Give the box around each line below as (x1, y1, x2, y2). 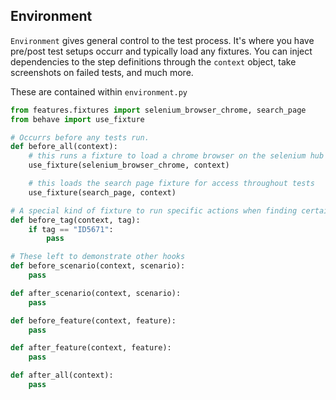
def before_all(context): (10, 142, 118, 152)
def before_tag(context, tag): (10, 215, 141, 225)
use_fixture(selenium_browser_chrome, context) (28, 160, 230, 171)
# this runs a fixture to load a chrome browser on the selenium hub (28, 151, 325, 161)
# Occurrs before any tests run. (10, 132, 150, 143)
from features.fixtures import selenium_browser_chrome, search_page (10, 105, 307, 115)
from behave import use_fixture (10, 114, 145, 124)
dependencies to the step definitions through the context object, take (10, 55, 297, 68)
